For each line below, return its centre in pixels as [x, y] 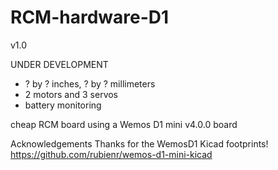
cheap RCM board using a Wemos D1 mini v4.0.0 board [124, 124]
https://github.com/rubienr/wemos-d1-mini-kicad [111, 154]
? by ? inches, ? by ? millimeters [90, 83]
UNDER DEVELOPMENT [59, 64]
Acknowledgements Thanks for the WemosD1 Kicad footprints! [139, 143]
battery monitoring [63, 105]
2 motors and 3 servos [71, 94]
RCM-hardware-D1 [90, 17]
